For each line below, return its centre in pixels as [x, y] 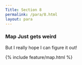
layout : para [19, 19]
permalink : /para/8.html [31, 14]
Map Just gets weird [31, 36]
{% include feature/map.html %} [39, 57]
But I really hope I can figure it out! [41, 47]
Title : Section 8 [24, 10]
